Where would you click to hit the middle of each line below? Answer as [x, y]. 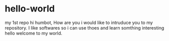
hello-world [30, 9]
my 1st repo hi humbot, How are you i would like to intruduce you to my [79, 22]
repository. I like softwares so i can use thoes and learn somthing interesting [84, 27]
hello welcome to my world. [33, 33]
